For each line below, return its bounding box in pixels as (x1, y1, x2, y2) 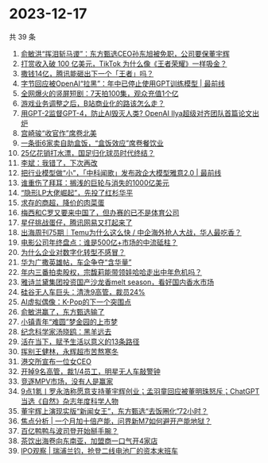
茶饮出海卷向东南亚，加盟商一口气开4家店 (20, 436, 158, 446)
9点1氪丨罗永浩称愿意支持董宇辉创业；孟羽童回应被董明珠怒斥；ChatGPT (20, 386, 260, 395)
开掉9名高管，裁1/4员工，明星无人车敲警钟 (20, 366, 161, 376)
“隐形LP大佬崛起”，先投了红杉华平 (20, 187, 134, 197)
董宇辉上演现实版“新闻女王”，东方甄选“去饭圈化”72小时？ (20, 406, 209, 415)
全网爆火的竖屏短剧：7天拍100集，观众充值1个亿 (20, 88, 179, 98)
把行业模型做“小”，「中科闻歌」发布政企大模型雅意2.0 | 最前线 (20, 168, 222, 177)
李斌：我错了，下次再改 (20, 158, 98, 168)
